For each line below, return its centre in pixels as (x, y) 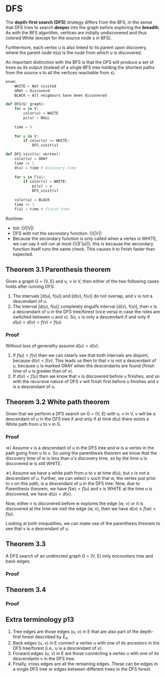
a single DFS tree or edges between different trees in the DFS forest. (82, 669)
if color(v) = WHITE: (45, 182)
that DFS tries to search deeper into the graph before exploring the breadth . (83, 27)
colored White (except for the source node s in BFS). (59, 38)
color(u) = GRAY (31, 159)
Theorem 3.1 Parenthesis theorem (58, 269)
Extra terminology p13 (40, 620)
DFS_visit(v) (45, 191)
